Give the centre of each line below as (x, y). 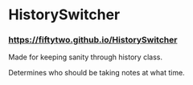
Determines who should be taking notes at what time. (96, 73)
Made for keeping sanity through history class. (86, 57)
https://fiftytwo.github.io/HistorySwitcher (93, 40)
